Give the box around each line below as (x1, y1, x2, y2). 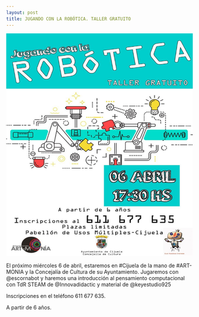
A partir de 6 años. (6, 303, 52, 311)
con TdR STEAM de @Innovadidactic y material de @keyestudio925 (6, 281, 172, 288)
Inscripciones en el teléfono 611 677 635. (6, 292, 106, 299)
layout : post (6, 9, 38, 15)
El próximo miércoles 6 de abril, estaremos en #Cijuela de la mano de (6, 262, 175, 269)
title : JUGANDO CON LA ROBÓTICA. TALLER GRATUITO (6, 15, 131, 22)
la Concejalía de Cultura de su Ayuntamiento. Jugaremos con (29, 268, 179, 275)
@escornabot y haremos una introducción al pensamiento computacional (6, 274, 185, 281)
